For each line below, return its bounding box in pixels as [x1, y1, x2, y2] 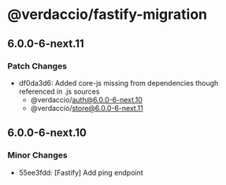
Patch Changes [7, 61, 68, 72]
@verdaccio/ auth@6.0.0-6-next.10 [30, 94, 143, 104]
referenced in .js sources [18, 87, 100, 96]
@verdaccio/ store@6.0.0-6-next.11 [30, 103, 143, 113]
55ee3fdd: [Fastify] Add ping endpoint [18, 168, 143, 177]
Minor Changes [7, 150, 68, 161]
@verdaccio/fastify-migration [7, 6, 208, 24]
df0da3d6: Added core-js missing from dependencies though [18, 78, 219, 87]
